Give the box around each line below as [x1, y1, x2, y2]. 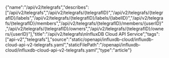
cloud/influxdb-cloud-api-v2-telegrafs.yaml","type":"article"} [5, 47, 132, 53]
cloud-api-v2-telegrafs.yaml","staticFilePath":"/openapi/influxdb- [5, 42, 141, 47]
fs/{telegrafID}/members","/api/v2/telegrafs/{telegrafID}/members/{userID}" [5, 20, 164, 26]
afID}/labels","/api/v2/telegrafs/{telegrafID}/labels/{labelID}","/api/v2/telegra [5, 15, 163, 21]
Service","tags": [127, 31, 160, 37]
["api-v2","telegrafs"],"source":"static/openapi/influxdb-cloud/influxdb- [5, 36, 154, 42]
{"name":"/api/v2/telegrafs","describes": [5, 5, 89, 10]
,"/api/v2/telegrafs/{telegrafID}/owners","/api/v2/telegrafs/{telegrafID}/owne [5, 26, 164, 32]
